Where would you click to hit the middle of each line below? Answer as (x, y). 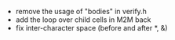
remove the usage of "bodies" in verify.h (81, 11)
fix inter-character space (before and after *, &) (91, 28)
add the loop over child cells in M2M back (83, 20)
